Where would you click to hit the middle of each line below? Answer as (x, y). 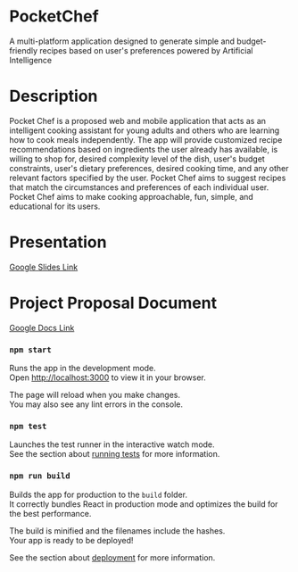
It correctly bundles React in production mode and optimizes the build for (144, 504)
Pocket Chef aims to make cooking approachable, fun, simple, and (132, 196)
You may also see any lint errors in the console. (96, 404)
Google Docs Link (42, 327)
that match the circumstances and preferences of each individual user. (139, 187)
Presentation (58, 242)
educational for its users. (55, 206)
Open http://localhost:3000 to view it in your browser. (108, 377)
